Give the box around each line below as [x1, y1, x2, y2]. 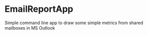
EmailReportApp [4, 3, 74, 15]
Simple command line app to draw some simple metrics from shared [4, 20, 144, 26]
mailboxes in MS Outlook [4, 25, 55, 31]
